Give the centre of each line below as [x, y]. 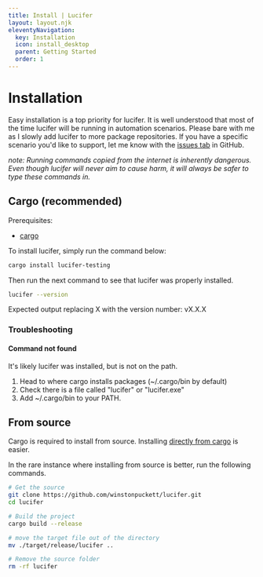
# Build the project [42, 516]
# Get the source [37, 488]
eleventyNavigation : [42, 30]
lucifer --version [38, 294]
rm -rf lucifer [33, 567]
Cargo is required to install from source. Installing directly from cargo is [123, 441]
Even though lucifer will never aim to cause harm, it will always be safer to [128, 168]
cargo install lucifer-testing [59, 265]
